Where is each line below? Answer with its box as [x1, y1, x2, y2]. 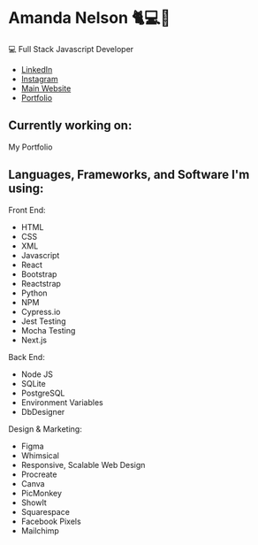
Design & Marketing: [8, 423, 83, 434]
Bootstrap [20, 268, 57, 280]
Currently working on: [8, 118, 133, 134]
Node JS [20, 369, 54, 380]
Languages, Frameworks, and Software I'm [8, 167, 250, 182]
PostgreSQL [20, 388, 65, 398]
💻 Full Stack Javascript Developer [8, 43, 134, 54]
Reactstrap [20, 278, 61, 288]
